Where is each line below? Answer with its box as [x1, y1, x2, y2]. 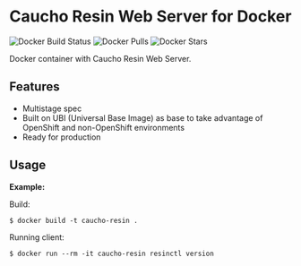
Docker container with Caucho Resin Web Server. [9, 53, 192, 64]
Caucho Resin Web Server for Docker [9, 6, 292, 27]
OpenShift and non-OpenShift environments [21, 122, 185, 133]
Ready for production [21, 132, 101, 142]
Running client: [9, 231, 64, 243]
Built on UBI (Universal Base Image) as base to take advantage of [21, 112, 263, 123]
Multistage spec [21, 103, 82, 114]
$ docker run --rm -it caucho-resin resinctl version [9, 249, 215, 258]
